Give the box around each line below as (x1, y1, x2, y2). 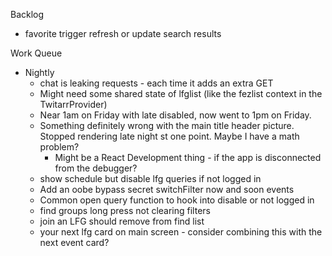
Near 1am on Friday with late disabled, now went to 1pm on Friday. (39, 109, 312, 121)
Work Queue (10, 47, 63, 59)
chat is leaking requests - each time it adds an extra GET (39, 77, 274, 89)
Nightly (24, 67, 55, 78)
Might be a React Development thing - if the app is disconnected (54, 152, 322, 163)
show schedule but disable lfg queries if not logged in (39, 173, 262, 184)
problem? (39, 141, 80, 153)
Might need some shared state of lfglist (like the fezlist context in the (39, 88, 323, 99)
